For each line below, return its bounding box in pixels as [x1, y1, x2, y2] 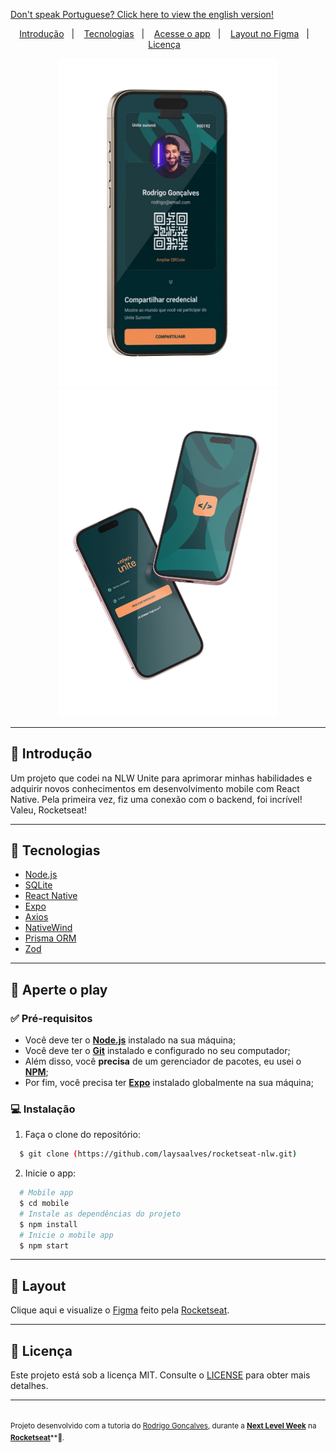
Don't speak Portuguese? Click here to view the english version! [10, 9, 274, 20]
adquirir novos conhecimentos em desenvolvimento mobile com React [10, 782, 300, 794]
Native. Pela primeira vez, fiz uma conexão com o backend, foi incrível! [10, 793, 303, 805]
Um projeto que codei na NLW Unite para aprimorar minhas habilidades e [10, 772, 313, 784]
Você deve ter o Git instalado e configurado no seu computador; [24, 1045, 291, 1057]
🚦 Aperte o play [10, 981, 108, 998]
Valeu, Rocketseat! [10, 804, 87, 816]
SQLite [24, 879, 53, 891]
